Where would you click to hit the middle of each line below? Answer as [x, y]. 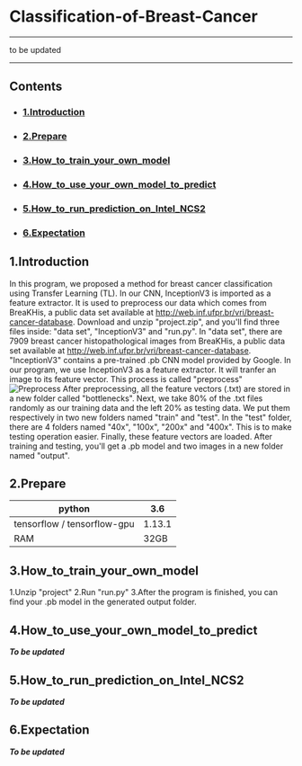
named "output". [40, 455]
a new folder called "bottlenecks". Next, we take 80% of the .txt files [136, 398]
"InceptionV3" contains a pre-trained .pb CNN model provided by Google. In [151, 360]
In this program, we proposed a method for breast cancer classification [141, 283]
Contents [36, 87]
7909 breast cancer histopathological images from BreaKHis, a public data [147, 341]
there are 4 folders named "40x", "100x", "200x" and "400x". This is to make [151, 427]
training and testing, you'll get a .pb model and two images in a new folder [147, 446]
